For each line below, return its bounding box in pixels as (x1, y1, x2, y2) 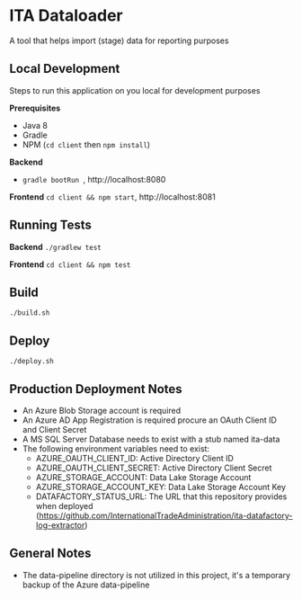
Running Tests (9, 218, 92, 233)
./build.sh (9, 308, 50, 317)
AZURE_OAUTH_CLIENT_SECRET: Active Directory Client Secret (35, 462, 272, 473)
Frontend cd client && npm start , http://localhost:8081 (9, 191, 216, 202)
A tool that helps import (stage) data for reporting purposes (9, 35, 229, 46)
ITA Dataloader (9, 5, 123, 26)
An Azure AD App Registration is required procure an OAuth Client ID (22, 415, 277, 425)
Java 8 (22, 120, 48, 130)
